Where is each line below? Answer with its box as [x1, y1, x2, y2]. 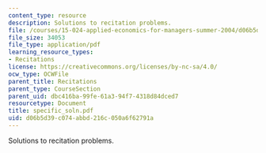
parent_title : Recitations [8, 77, 97, 85]
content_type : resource [8, 11, 87, 20]
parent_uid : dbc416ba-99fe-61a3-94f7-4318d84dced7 [8, 92, 179, 100]
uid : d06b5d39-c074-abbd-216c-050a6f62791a [8, 114, 154, 122]
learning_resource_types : [8, 48, 93, 56]
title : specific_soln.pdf [8, 107, 93, 115]
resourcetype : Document [8, 99, 87, 107]
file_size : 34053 [8, 33, 66, 42]
